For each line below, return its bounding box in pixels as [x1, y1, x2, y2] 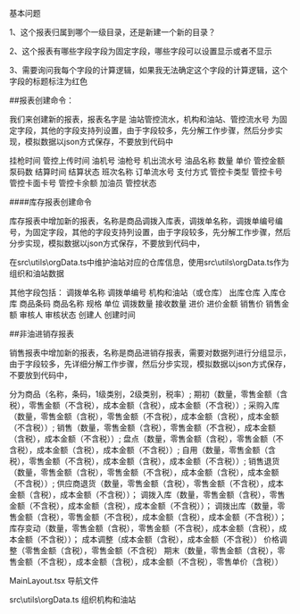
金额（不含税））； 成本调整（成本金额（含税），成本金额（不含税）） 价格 [16, 534, 279, 544]
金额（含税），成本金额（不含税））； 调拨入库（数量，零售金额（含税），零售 [9, 490, 286, 500]
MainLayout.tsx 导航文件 [9, 576, 100, 585]
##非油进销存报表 [9, 329, 74, 339]
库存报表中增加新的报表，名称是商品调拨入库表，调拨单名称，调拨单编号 [9, 215, 275, 226]
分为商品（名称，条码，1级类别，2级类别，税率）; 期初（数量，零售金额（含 [9, 389, 288, 400]
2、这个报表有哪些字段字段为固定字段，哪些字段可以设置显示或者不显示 [9, 46, 272, 56]
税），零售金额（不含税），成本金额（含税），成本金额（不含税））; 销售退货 [9, 456, 280, 467]
